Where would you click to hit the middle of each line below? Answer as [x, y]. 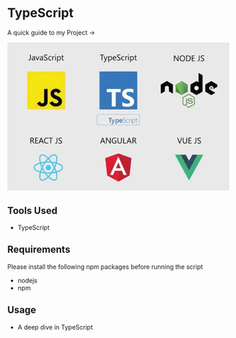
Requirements [39, 249]
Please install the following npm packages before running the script [105, 267]
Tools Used [32, 211]
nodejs [27, 280]
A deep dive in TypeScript [55, 327]
